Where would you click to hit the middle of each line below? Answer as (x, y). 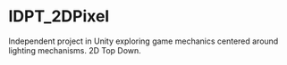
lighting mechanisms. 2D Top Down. (75, 50)
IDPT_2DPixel (59, 16)
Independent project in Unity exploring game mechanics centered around (143, 41)
